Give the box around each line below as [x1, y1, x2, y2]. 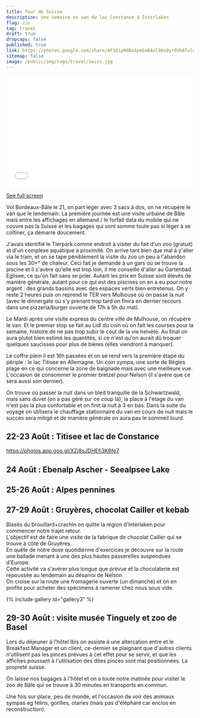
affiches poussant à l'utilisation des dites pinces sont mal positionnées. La [6, 657, 188, 664]
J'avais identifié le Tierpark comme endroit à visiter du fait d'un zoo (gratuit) [6, 240, 193, 247]
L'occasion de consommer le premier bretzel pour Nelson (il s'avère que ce [6, 371, 190, 378]
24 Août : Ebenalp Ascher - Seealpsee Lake [6, 464, 170, 474]
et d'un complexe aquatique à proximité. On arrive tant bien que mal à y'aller [6, 247, 193, 254]
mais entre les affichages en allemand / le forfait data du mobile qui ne [6, 216, 179, 223]
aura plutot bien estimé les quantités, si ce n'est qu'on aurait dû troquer [6, 334, 182, 341]
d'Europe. [6, 558, 30, 566]
